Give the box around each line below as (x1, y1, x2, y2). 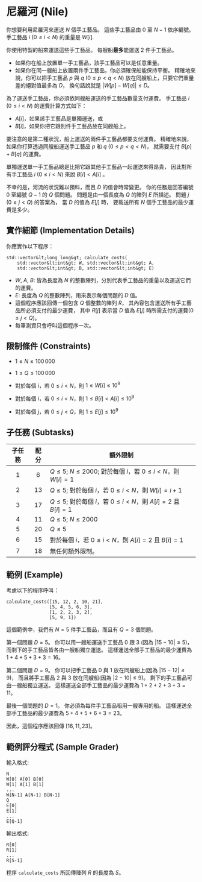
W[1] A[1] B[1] (6, 781, 44, 787)
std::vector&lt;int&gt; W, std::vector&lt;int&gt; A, (17, 260, 155, 266)
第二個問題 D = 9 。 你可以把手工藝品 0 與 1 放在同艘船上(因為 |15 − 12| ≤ (6, 667, 185, 674)
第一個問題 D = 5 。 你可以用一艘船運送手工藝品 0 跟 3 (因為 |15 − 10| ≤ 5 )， (6, 639, 193, 646)
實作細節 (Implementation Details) (6, 225, 135, 236)
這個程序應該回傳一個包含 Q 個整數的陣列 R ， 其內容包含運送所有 (14, 299, 176, 306)
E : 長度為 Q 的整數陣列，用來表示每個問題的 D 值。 (14, 291, 141, 298)
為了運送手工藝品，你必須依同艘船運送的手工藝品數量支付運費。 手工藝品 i (6, 94, 190, 102)
